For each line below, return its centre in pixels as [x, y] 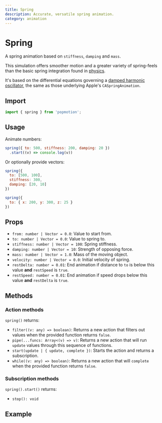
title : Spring [19, 10]
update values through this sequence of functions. [62, 345]
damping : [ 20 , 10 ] [28, 184]
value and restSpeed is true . [40, 270]
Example [18, 414]
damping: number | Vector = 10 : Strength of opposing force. [73, 249]
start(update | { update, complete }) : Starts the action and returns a [83, 351]
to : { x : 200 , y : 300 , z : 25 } [41, 202]
